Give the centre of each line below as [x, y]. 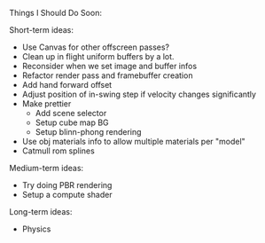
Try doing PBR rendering [67, 185]
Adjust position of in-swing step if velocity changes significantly [139, 94]
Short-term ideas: [41, 30]
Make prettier [47, 104]
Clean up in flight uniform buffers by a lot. [98, 56]
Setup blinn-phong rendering [88, 132]
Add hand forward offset [67, 85]
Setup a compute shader [67, 195]
